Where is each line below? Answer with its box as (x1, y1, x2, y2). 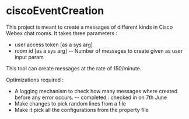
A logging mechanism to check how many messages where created (14, 87, 178, 94)
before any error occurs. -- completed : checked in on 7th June (14, 94, 167, 101)
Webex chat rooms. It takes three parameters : (6, 29, 118, 36)
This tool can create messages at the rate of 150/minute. (6, 64, 142, 72)
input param (14, 53, 44, 60)
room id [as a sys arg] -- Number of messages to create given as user (14, 47, 183, 54)
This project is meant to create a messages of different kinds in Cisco (6, 23, 173, 30)
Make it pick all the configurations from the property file (14, 106, 149, 113)
